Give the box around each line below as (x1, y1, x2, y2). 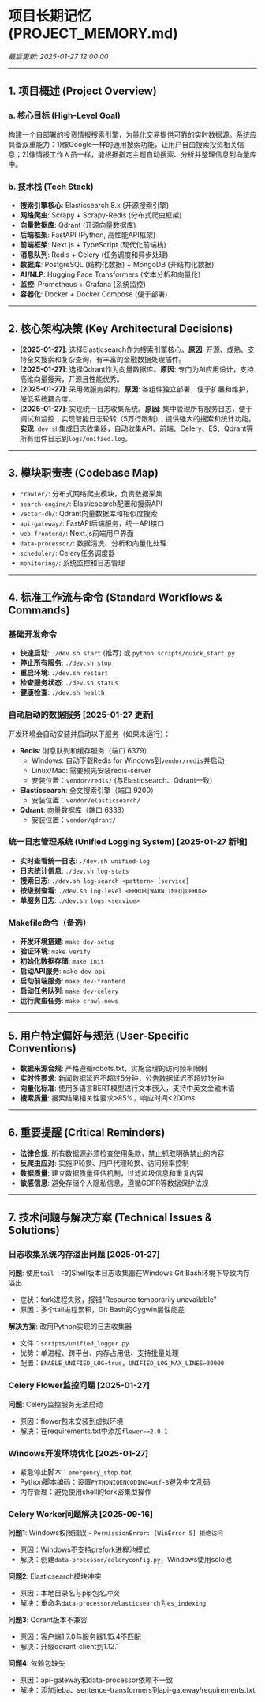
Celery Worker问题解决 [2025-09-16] (8, 1508, 154, 1519)
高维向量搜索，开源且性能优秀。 (19, 374, 124, 383)
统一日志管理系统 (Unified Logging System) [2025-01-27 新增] (8, 836, 248, 847)
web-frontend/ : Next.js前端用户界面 (19, 528, 134, 538)
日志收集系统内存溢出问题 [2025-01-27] (8, 1249, 160, 1260)
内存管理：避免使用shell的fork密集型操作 (19, 1487, 152, 1496)
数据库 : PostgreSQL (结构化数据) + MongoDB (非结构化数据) (19, 259, 215, 269)
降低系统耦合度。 (19, 394, 76, 403)
